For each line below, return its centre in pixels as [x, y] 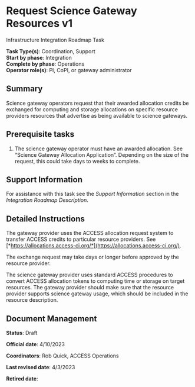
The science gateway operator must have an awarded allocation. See [99, 149]
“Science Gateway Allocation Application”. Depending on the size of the [102, 154]
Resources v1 [39, 23]
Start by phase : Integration [39, 57]
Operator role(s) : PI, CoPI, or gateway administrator [69, 70]
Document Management [52, 319]
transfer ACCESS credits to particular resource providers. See [81, 239]
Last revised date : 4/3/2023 [41, 367]
